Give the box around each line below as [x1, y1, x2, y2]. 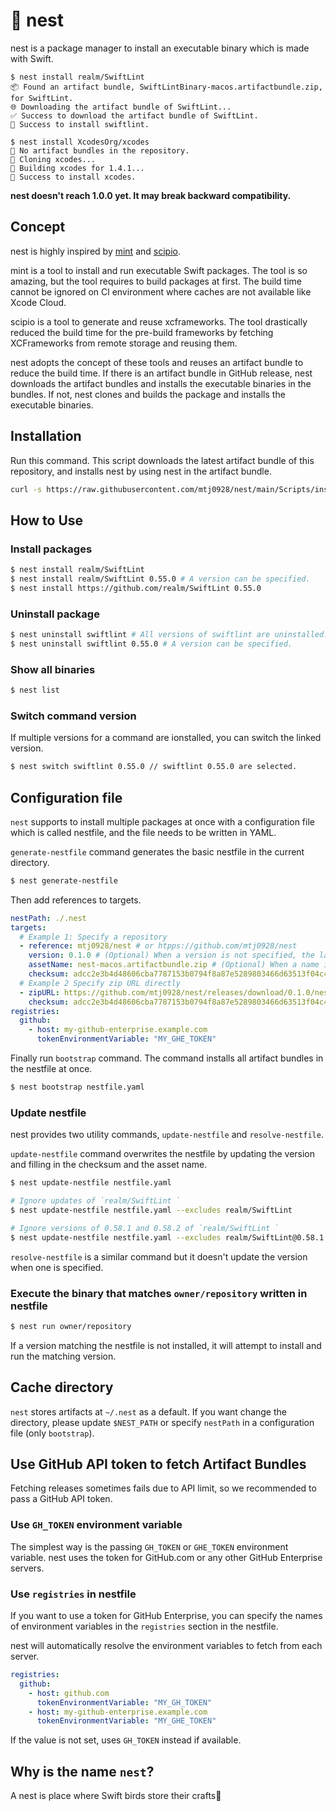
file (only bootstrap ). [10, 1427, 95, 1439]
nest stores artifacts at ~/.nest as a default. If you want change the [10, 1405, 287, 1418]
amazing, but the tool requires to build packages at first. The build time [10, 275, 303, 287]
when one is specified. [10, 1261, 104, 1273]
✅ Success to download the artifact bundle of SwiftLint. [10, 110, 259, 121]
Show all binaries [10, 662, 96, 676]
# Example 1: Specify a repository [19, 932, 168, 942]
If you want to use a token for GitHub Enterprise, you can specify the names [10, 1610, 323, 1622]
